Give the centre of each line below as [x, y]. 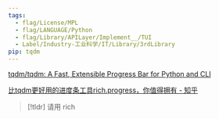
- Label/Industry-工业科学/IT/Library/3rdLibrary [95, 45]
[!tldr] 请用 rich [51, 107]
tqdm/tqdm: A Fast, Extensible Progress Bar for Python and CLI [109, 74]
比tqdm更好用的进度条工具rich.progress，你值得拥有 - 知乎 [103, 90]
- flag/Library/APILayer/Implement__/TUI [84, 37]
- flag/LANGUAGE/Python [54, 30]
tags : [17, 15]
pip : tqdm [24, 52]
